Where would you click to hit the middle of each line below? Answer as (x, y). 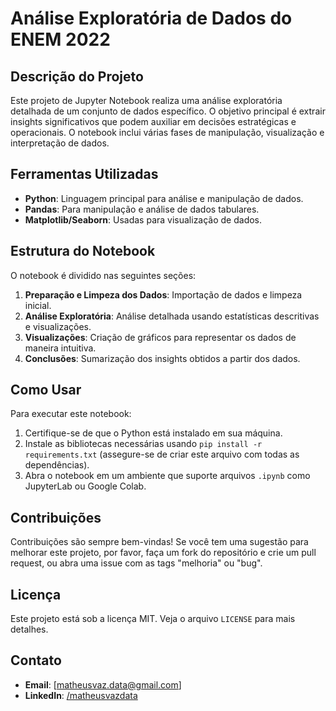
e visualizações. (58, 326)
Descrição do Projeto (77, 76)
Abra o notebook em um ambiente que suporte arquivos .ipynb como (167, 476)
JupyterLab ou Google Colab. (85, 486)
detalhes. (29, 629)
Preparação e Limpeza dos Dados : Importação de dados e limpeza (163, 294)
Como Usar (46, 390)
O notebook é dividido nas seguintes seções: (103, 275)
